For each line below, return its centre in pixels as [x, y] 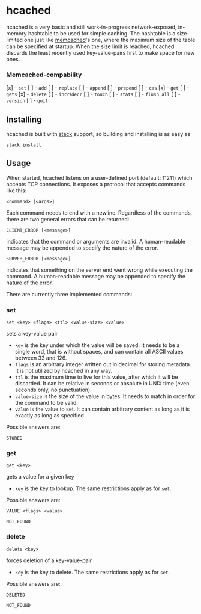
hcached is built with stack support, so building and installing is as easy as [98, 134]
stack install [24, 145]
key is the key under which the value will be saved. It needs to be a [97, 345]
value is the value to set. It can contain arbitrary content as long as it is [102, 409]
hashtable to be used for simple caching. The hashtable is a [102, 33]
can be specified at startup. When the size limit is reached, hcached [90, 46]
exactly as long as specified [49, 416]
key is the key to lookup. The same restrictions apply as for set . [93, 488]
